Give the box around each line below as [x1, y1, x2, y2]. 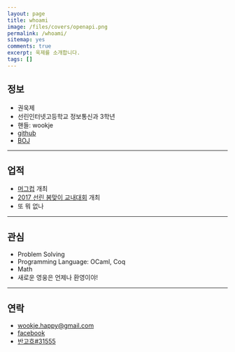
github [17, 129, 36, 137]
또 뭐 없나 [17, 202, 44, 211]
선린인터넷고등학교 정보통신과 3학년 [17, 112, 115, 120]
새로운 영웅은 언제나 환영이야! [17, 274, 99, 282]
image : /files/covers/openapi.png [7, 23, 108, 30]
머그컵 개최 [17, 185, 48, 193]
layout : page [7, 10, 45, 17]
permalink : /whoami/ [7, 29, 68, 37]
